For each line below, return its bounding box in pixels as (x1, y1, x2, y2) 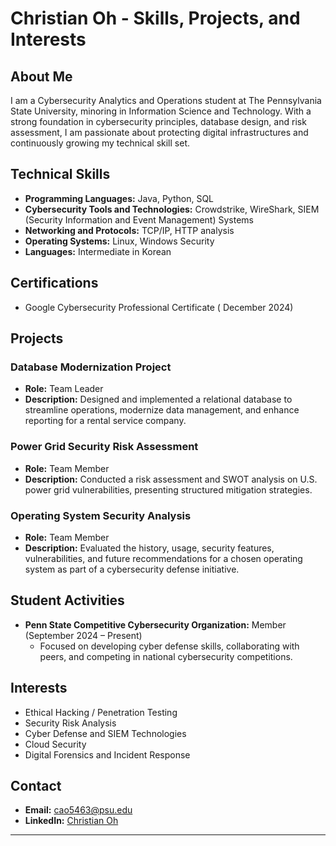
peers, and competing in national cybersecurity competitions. (39, 650, 293, 662)
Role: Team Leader (24, 383, 104, 395)
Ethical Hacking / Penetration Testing (24, 706, 178, 718)
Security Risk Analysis (24, 717, 117, 729)
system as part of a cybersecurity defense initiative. (24, 563, 240, 575)
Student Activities (10, 592, 125, 609)
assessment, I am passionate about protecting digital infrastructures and (10, 127, 309, 138)
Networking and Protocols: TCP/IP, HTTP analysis (24, 224, 235, 236)
